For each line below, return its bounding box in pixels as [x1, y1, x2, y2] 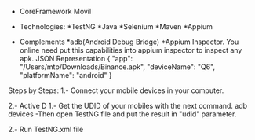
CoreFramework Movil [19, 7, 92, 16]
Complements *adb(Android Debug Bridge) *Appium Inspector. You [19, 37, 239, 46]
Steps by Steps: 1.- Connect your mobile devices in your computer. [8, 86, 224, 95]
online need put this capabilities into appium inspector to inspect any [19, 46, 242, 54]
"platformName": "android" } [19, 71, 112, 79]
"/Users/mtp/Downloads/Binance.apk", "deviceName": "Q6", [19, 62, 216, 72]
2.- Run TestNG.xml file [8, 125, 84, 134]
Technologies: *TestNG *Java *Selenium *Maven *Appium [19, 22, 213, 31]
